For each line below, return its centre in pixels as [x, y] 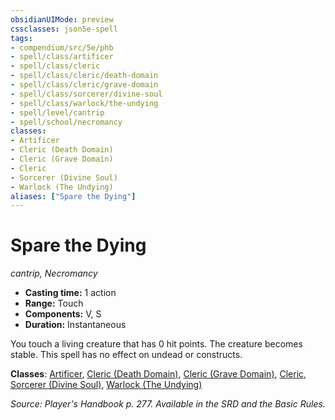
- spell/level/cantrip [57, 112]
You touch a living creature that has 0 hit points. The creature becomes [156, 344]
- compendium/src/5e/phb [62, 47]
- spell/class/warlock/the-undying [84, 103]
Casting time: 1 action [70, 293]
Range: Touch [54, 303]
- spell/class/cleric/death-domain [84, 76]
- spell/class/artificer [62, 57]
